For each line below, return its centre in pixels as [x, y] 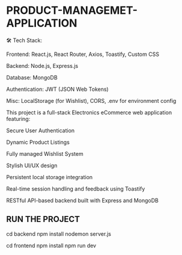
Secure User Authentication [41, 131]
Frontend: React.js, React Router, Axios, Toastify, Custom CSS [83, 54]
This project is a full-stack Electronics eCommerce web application [89, 112]
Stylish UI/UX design [32, 165]
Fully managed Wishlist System [45, 153]
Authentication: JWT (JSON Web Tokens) [58, 89]
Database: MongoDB [32, 77]
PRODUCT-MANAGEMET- [72, 11]
